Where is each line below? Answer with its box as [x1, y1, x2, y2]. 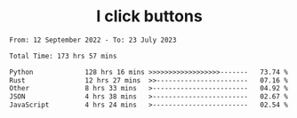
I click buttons [96, 6, 203, 27]
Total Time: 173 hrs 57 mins [9, 51, 117, 60]
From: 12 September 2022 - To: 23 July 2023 [9, 35, 177, 44]
